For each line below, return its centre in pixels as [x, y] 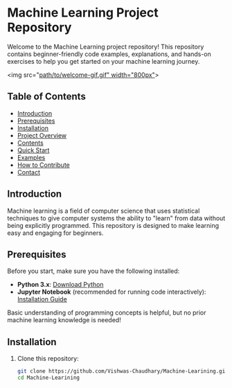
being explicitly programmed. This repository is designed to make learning [113, 225]
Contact [28, 172]
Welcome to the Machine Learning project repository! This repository [106, 46]
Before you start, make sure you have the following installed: [93, 271]
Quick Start [33, 150]
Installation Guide [42, 299]
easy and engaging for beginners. [55, 233]
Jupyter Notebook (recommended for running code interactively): [111, 292]
